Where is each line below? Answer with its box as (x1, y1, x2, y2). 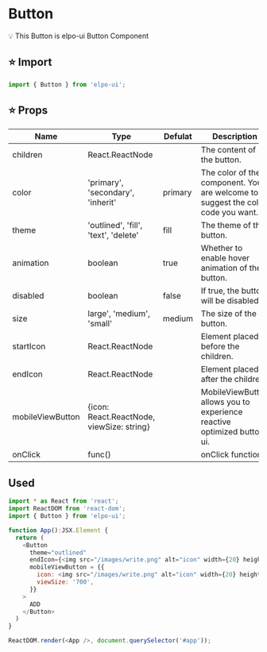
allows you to (200, 396, 250, 407)
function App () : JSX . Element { (8, 526, 109, 534)
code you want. (200, 207, 258, 218)
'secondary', (87, 187, 135, 199)
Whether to (200, 243, 243, 254)
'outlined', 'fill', (87, 220, 143, 231)
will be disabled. (200, 295, 261, 307)
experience (200, 407, 243, 418)
